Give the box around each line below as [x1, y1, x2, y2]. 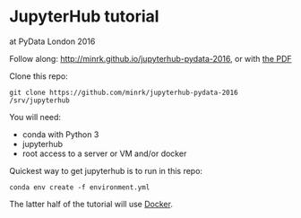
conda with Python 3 [21, 128, 99, 140]
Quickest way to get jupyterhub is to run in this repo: [9, 165, 203, 176]
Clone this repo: [9, 70, 69, 82]
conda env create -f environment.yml [9, 182, 150, 192]
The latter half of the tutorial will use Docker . [9, 198, 173, 209]
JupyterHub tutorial [9, 6, 159, 27]
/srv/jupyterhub [9, 96, 70, 105]
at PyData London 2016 [9, 36, 96, 47]
